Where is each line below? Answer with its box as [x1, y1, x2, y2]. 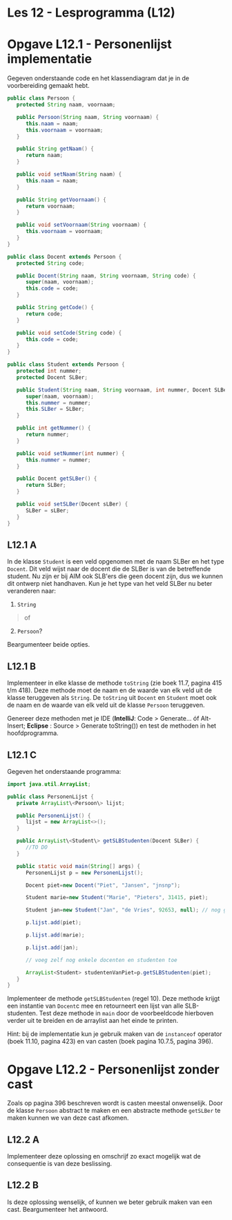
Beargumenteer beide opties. [7, 640, 90, 649]
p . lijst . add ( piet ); [25, 919, 81, 926]
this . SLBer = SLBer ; [25, 406, 85, 413]
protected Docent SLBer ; [16, 373, 88, 381]
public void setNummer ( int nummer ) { [16, 450, 126, 457]
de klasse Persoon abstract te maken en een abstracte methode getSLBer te [7, 1107, 221, 1115]
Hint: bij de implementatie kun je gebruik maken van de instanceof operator [7, 1030, 222, 1038]
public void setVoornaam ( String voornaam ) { [16, 221, 147, 229]
